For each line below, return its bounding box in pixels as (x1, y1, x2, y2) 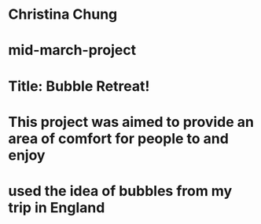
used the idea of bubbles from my (8, 182, 233, 200)
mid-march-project (8, 42, 136, 60)
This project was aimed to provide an (8, 113, 254, 131)
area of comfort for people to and (8, 129, 230, 147)
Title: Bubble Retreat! (8, 77, 150, 95)
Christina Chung (8, 5, 118, 23)
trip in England (8, 198, 105, 216)
